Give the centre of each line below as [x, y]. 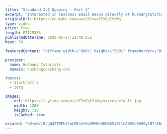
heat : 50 [14, 42]
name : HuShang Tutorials [35, 65]
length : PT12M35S [23, 33]
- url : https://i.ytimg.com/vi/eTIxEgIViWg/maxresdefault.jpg [75, 101]
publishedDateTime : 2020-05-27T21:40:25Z [49, 38]
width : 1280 [26, 105]
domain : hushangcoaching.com [40, 69]
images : [13, 96]
